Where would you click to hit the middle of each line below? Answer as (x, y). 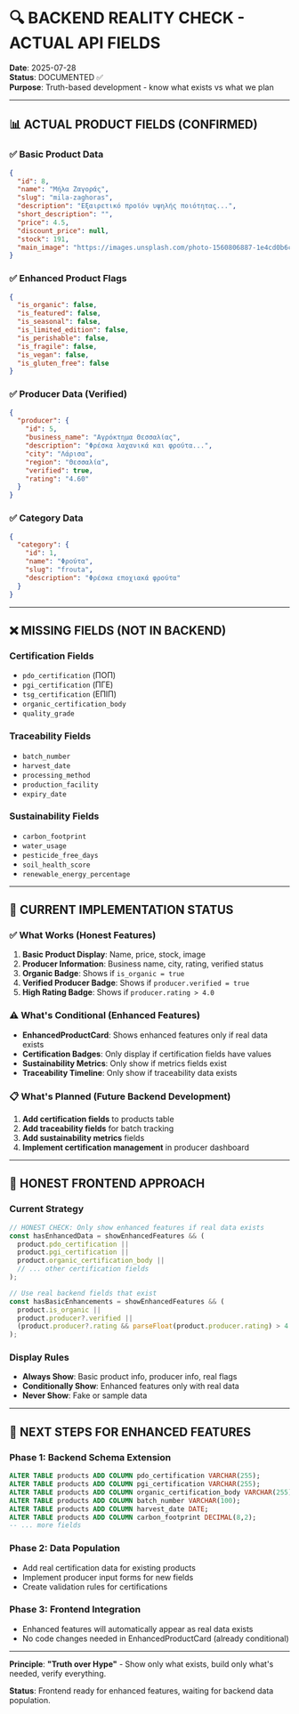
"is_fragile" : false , (57, 346)
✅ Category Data (46, 518)
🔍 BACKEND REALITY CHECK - (127, 18)
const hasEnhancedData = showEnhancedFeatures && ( (107, 1236)
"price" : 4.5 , (43, 222)
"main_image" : (43, 247)
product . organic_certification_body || (91, 1261)
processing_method (56, 775)
